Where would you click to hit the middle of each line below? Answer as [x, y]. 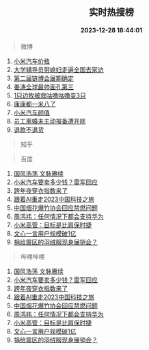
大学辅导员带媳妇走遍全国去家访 [58, 69]
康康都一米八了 [35, 104]
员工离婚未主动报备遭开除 [50, 121]
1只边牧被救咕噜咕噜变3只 [50, 95]
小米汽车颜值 [31, 113]
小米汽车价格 [31, 61]
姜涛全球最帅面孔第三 [43, 86]
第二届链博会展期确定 [43, 78]
